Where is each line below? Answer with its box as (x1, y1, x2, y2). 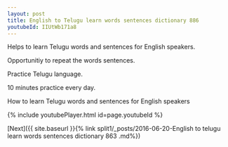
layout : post (7, 10, 46, 18)
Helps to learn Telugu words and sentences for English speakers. (7, 43, 196, 51)
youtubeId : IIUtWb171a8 (7, 23, 77, 30)
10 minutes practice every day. (7, 84, 96, 92)
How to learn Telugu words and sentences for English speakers (7, 97, 191, 106)
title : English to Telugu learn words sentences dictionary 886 (7, 17, 199, 24)
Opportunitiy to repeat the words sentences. (7, 56, 135, 65)
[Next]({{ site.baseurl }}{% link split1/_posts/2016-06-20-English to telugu (7, 124, 221, 133)
